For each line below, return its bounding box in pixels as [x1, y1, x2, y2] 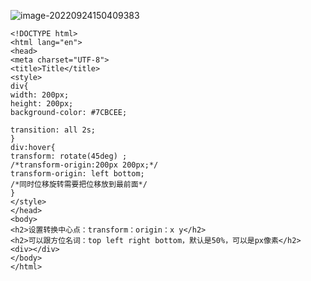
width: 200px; [10, 90, 70, 100]
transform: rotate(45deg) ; [10, 151, 128, 161]
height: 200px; [10, 99, 74, 109]
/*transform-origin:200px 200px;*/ [10, 160, 159, 170]
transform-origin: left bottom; [10, 169, 145, 179]
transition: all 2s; [10, 125, 97, 135]
